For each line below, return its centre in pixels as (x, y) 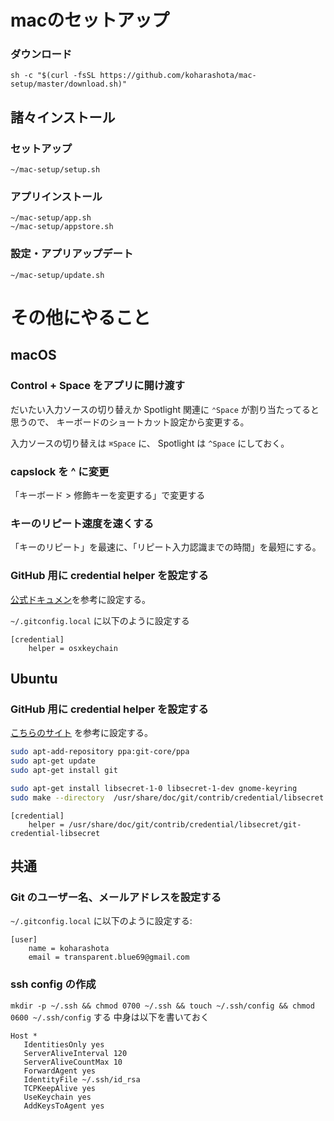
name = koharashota (69, 949)
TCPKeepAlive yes (60, 1088)
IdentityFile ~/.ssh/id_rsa (82, 1079)
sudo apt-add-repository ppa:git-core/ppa (100, 752)
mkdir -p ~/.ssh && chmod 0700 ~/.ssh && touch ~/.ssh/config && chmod (162, 1006)
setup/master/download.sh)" (69, 84)
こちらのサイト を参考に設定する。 (81, 733)
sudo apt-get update (53, 761)
